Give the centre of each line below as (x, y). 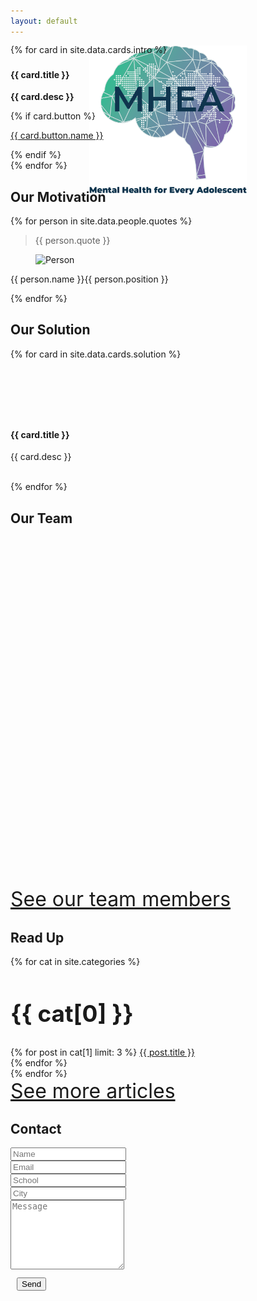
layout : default (44, 21)
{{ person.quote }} (72, 240)
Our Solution (50, 330)
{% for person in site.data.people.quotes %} (101, 221)
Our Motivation (58, 196)
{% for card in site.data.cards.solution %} (96, 354)
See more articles (93, 1091)
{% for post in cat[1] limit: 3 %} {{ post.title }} (102, 1052)
